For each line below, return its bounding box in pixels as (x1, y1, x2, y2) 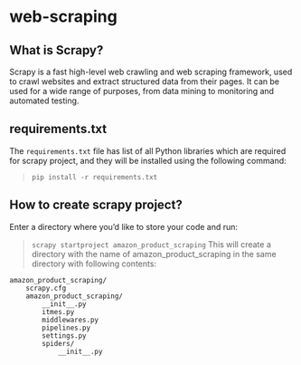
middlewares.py (42, 315, 99, 324)
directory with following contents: (31, 258, 156, 269)
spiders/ (42, 339, 75, 348)
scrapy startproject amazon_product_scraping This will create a (31, 238, 271, 250)
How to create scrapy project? (9, 197, 183, 213)
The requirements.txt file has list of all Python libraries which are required (9, 145, 287, 156)
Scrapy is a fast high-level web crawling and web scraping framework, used (9, 66, 293, 77)
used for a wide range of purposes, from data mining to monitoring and (9, 86, 274, 96)
